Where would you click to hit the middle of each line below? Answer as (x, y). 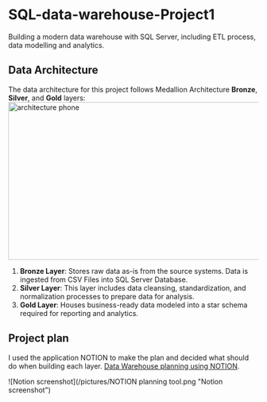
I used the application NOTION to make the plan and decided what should (128, 357)
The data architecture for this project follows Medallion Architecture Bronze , (133, 89)
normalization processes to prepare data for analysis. (107, 296)
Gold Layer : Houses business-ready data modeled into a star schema (133, 305)
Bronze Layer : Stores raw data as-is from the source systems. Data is (134, 271)
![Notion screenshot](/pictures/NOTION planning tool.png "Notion (116, 381)
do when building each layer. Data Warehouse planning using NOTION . (124, 366)
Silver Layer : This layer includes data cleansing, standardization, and (133, 287)
